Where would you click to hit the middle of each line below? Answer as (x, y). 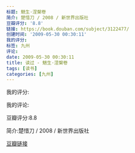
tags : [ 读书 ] (22, 68)
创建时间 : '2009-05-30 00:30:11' (47, 35)
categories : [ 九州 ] (30, 74)
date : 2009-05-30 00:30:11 (40, 57)
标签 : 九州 (18, 46)
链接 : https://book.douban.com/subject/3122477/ (68, 29)
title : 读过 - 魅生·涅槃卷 (37, 63)
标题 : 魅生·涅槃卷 (26, 12)
